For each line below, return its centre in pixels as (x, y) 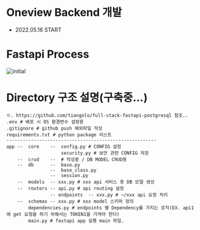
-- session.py (69, 175)
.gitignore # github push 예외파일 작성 (54, 128)
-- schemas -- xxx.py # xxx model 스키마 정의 (76, 201)
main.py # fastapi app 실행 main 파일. (76, 221)
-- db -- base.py (49, 165)
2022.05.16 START (38, 30)
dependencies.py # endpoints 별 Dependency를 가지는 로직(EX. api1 (111, 207)
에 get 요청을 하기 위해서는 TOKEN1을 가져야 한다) (63, 214)
